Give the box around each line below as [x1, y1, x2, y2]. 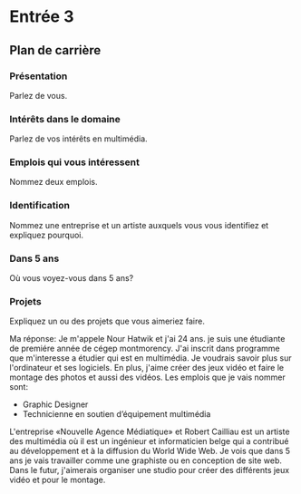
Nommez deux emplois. [9, 177, 98, 188]
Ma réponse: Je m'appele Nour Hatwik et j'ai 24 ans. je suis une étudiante [9, 334, 286, 344]
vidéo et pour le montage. [9, 474, 106, 486]
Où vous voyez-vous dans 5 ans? [9, 273, 134, 284]
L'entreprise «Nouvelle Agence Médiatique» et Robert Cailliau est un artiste [9, 426, 290, 437]
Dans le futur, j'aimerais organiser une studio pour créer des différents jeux [9, 465, 290, 476]
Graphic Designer [22, 399, 89, 410]
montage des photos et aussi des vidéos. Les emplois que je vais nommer [9, 372, 286, 383]
